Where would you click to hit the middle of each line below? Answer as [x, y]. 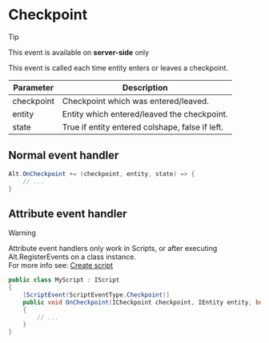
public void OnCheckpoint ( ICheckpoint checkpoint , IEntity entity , [137, 302]
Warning [22, 233]
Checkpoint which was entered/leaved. [136, 101]
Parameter [34, 87]
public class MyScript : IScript [64, 280]
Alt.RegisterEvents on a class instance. [72, 257]
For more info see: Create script [61, 265]
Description [145, 87]
